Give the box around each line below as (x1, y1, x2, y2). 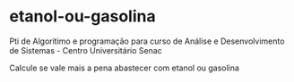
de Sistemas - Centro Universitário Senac (9, 45, 163, 55)
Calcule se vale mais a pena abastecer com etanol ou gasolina (9, 62, 240, 73)
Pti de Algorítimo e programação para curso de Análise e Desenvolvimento (9, 36, 285, 46)
